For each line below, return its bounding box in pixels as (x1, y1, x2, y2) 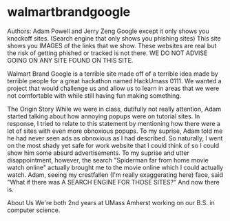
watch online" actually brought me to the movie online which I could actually (7, 163, 224, 171)
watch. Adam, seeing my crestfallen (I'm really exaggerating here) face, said (7, 170, 224, 179)
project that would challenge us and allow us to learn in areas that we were (7, 84, 220, 92)
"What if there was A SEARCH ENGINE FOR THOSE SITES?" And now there (7, 178, 220, 186)
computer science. (7, 206, 61, 214)
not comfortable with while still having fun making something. (7, 91, 182, 100)
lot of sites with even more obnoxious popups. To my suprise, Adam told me (7, 127, 223, 135)
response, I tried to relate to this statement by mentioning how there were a (7, 119, 220, 127)
